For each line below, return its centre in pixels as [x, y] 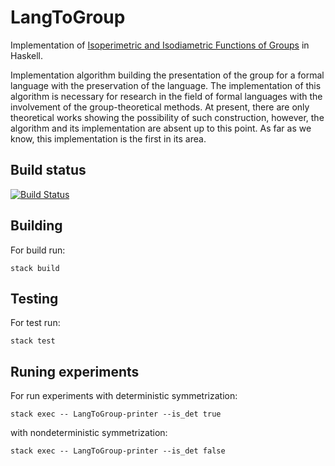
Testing [34, 298]
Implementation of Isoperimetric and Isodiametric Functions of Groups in [160, 45]
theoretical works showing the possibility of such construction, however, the [167, 117]
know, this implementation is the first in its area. [108, 138]
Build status [48, 170]
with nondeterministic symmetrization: [89, 433]
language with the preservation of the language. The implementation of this [166, 85]
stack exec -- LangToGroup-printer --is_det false [118, 451]
